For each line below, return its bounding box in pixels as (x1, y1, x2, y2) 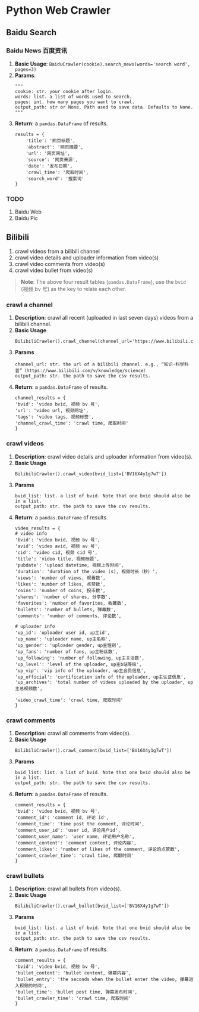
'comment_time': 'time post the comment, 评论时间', (14, 821, 145, 827)
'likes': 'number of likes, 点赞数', (14, 581, 106, 587)
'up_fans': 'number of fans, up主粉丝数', (14, 648, 118, 655)
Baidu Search (6, 27, 57, 38)
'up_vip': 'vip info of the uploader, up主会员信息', (14, 667, 147, 674)
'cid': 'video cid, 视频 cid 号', (14, 549, 98, 555)
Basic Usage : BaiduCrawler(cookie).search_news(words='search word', (14, 60, 191, 67)
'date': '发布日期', (26, 163, 73, 169)
